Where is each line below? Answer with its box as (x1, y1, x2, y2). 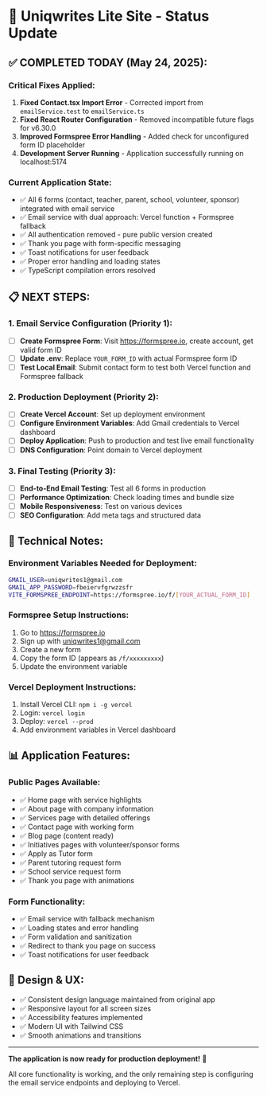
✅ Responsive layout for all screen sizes (19, 1003, 152, 1013)
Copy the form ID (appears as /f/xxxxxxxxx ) (19, 653, 164, 663)
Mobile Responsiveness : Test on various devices (19, 502, 183, 511)
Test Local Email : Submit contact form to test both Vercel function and (19, 362, 251, 372)
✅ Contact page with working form (19, 822, 134, 831)
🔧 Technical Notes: (8, 534, 103, 548)
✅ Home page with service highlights (19, 795, 142, 804)
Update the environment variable (19, 661, 128, 671)
